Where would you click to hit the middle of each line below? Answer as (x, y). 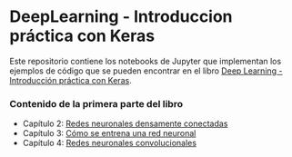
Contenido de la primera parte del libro (96, 103)
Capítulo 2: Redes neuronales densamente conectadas (125, 123)
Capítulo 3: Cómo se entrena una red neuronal (109, 133)
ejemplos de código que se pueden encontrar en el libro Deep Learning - (146, 71)
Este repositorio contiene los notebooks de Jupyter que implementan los (146, 61)
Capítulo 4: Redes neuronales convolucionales (110, 143)
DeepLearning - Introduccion (121, 17)
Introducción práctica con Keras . (70, 80)
